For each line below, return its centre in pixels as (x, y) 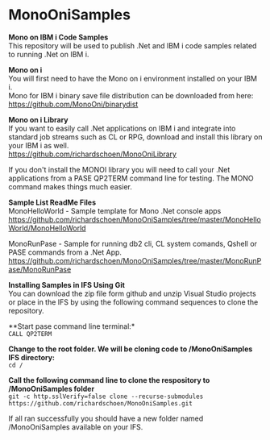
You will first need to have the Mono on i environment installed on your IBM (133, 78)
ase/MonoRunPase (40, 269)
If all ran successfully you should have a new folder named (106, 418)
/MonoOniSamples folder (52, 388)
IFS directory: (31, 357)
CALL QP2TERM (30, 334)
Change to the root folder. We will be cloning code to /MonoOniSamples (131, 349)
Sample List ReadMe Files (52, 202)
